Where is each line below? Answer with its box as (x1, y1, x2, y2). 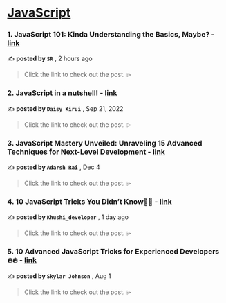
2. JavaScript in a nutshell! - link (7, 88, 117, 98)
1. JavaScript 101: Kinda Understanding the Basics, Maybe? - (7, 30, 215, 40)
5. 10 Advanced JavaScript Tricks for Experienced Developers (7, 247, 220, 257)
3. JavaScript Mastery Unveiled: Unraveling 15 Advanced (7, 138, 203, 148)
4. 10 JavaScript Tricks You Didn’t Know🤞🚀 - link (7, 197, 172, 206)
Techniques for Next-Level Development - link (7, 147, 166, 157)
